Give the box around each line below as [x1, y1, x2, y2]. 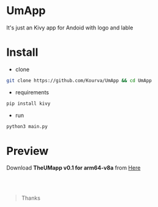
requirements [15, 88, 49, 96]
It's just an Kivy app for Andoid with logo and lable [6, 24, 134, 31]
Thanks [21, 194, 41, 202]
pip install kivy [6, 100, 51, 107]
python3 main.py [6, 123, 48, 129]
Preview [6, 144, 49, 158]
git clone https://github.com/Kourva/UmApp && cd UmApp [6, 77, 152, 83]
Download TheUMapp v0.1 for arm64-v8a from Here [6, 164, 141, 171]
